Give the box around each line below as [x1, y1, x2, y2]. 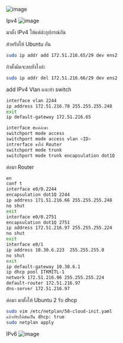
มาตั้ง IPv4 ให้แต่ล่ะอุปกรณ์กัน [6, 29, 66, 36]
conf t [6, 181, 22, 187]
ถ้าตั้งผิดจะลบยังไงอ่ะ [6, 63, 46, 70]
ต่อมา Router [6, 163, 34, 171]
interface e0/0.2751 [6, 214, 57, 220]
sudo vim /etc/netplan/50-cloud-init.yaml [6, 308, 112, 314]
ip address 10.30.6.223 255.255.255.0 [6, 247, 105, 253]
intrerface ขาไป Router [6, 141, 62, 147]
